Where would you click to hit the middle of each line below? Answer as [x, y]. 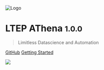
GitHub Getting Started [29, 52]
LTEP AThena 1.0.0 [44, 29]
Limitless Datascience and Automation [58, 42]
